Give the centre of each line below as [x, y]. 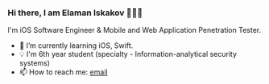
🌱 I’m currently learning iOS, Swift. [76, 46]
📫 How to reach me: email [63, 72]
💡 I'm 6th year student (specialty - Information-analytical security [128, 54]
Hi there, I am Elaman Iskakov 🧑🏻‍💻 [75, 13]
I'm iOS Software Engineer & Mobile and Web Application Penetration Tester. [134, 30]
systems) [34, 63]
